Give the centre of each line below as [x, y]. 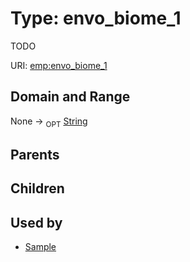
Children [37, 188]
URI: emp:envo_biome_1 [59, 65]
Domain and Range [70, 97]
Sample [40, 247]
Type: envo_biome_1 [96, 18]
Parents [35, 154]
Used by [36, 222]
